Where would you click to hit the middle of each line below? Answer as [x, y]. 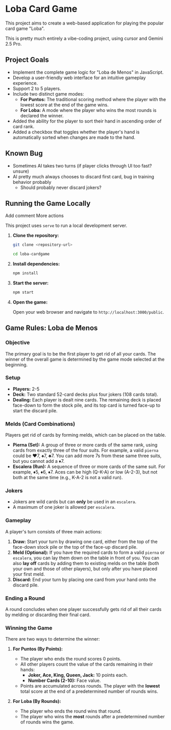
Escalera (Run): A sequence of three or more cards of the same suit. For [89, 467]
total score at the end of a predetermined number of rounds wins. [89, 691]
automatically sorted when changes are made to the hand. [74, 137]
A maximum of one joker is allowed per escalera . [64, 507]
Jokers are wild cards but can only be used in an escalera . [75, 502]
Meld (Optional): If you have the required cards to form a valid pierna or [89, 552]
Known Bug [24, 154]
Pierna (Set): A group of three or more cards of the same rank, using [85, 445]
